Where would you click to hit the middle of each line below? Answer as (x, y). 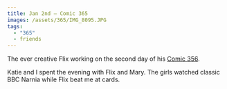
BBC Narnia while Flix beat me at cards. (64, 79)
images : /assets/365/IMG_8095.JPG (57, 20)
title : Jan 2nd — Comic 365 (48, 13)
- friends (27, 39)
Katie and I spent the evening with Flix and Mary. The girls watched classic (113, 72)
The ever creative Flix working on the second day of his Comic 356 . (103, 59)
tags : (15, 26)
